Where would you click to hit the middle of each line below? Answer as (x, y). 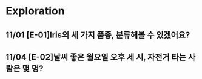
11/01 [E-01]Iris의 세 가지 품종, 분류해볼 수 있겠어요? (98, 35)
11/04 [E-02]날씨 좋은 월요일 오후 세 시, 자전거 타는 (96, 57)
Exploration (35, 11)
